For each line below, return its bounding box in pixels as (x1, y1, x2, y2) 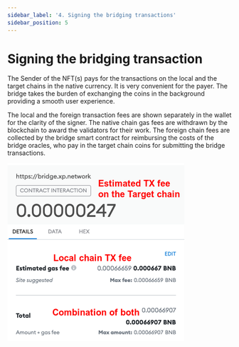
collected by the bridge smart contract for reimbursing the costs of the (7, 134, 215, 142)
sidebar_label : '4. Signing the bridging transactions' (7, 11, 176, 19)
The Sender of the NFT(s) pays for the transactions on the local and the (7, 74, 218, 83)
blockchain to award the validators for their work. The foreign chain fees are (7, 126, 230, 135)
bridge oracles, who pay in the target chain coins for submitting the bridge (7, 141, 225, 150)
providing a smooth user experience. (7, 97, 115, 106)
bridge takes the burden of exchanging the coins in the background (7, 89, 205, 98)
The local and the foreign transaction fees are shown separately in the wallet (7, 111, 232, 119)
